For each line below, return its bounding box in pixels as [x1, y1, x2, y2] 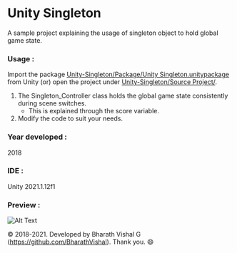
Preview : [7, 200, 41, 210]
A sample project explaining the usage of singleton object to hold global [7, 29, 219, 37]
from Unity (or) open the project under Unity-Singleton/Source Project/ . [7, 78, 218, 86]
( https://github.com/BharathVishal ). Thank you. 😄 [7, 237, 154, 247]
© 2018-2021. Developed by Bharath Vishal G [7, 230, 141, 239]
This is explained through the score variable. [28, 107, 159, 115]
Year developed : [7, 132, 68, 142]
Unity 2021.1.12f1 [7, 182, 56, 190]
